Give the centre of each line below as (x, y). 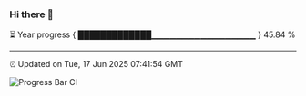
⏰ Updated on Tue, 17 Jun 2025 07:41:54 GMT (97, 64)
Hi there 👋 (32, 14)
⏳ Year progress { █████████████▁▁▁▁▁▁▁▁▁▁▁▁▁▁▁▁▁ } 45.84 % (153, 34)
